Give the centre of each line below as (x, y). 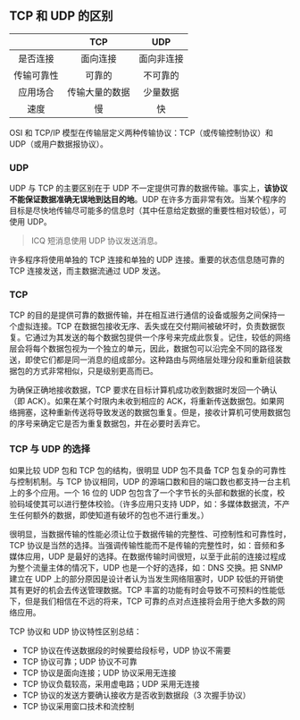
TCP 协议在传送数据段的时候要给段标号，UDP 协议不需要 (126, 650)
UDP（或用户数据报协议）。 (59, 144)
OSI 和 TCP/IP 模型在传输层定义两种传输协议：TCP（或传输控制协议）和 (142, 132)
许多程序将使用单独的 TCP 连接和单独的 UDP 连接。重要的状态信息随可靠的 (147, 260)
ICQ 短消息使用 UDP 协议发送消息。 (96, 241)
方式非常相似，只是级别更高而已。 (95, 371)
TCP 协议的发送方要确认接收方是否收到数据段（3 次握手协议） (137, 695)
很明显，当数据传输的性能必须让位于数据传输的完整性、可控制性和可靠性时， (150, 534)
